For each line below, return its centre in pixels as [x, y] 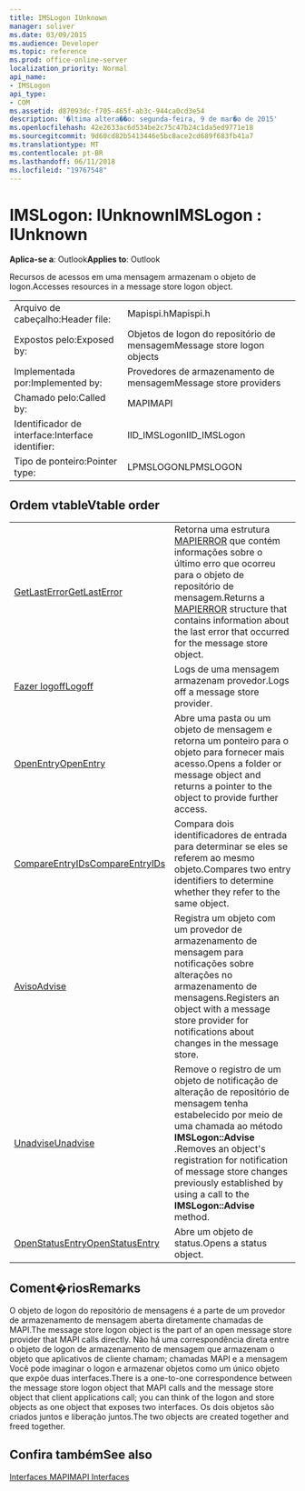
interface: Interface [54, 435]
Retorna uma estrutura [222, 530]
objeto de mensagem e [223, 730]
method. [192, 1217]
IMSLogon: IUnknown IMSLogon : [136, 215]
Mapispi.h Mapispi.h [168, 314]
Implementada [44, 372]
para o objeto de [209, 575]
